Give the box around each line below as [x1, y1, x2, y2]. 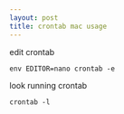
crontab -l [9, 97, 51, 107]
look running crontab [9, 80, 88, 90]
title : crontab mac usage [9, 22, 107, 31]
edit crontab [9, 46, 55, 57]
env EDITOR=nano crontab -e [9, 64, 116, 73]
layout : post [9, 13, 59, 23]
